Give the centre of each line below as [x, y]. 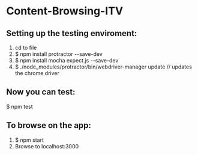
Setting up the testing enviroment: [72, 33]
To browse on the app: [49, 125]
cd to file [26, 47]
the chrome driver [37, 73]
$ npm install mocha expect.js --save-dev [67, 60]
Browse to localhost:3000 [47, 146]
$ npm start [29, 140]
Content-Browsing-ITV [65, 11]
